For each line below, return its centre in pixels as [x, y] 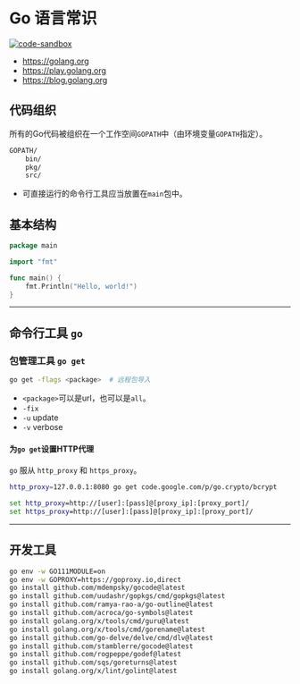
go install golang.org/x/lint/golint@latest [93, 671]
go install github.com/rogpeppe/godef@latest [95, 654]
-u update [40, 418]
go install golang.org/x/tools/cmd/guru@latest [100, 621]
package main [33, 246]
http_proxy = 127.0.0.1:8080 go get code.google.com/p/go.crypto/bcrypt [143, 487]
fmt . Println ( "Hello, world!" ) [82, 286]
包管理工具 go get [47, 360]
